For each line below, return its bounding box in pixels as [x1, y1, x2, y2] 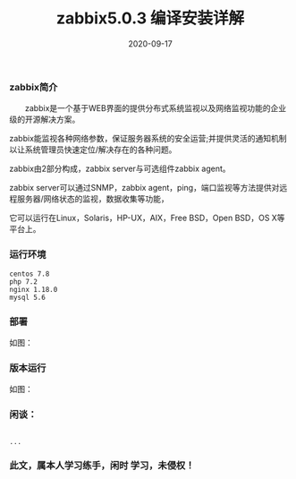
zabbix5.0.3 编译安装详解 [55, 8, 245, 29]
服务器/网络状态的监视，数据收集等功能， [16, 193, 170, 204]
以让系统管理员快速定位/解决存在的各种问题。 [9, 144, 177, 155]
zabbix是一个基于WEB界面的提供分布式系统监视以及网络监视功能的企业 [25, 103, 287, 114]
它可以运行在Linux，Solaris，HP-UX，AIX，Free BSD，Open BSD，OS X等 [9, 212, 285, 224]
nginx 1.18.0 [9, 285, 58, 294]
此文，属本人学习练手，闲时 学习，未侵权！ [9, 459, 195, 472]
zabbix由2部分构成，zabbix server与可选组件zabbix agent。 [9, 163, 231, 175]
